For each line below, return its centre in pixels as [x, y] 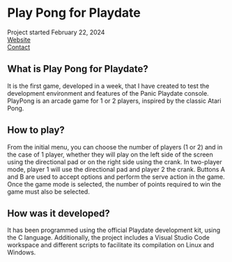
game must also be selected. [49, 191]
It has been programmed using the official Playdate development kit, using [114, 230]
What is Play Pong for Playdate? [78, 69]
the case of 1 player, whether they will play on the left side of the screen [110, 154]
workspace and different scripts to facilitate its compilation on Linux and [111, 245]
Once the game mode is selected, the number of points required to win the [114, 184]
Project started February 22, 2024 [56, 32]
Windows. [22, 252]
